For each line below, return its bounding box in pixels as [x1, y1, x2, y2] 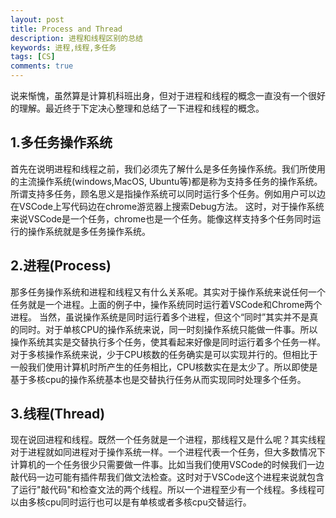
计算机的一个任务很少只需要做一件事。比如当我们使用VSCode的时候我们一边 [10, 459, 325, 471]
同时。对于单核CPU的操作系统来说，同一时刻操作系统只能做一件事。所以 [18, 323, 318, 335]
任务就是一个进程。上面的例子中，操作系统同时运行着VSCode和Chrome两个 [10, 298, 323, 310]
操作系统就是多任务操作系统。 [27, 225, 151, 237]
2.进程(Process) [10, 257, 112, 275]
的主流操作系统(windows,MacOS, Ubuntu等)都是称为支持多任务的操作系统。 [10, 175, 323, 187]
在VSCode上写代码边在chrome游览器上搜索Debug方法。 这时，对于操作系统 [10, 200, 325, 212]
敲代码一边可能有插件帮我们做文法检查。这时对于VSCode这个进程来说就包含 [10, 471, 325, 483]
